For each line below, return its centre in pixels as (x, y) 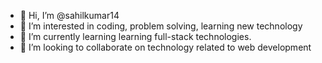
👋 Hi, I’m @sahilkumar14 (69, 15)
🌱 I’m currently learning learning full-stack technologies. (135, 36)
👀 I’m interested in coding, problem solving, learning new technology (161, 26)
